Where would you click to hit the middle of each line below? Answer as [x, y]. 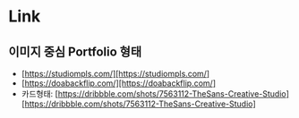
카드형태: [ [40, 94]
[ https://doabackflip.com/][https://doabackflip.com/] [119, 83]
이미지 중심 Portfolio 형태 [75, 51]
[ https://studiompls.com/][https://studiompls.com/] [115, 74]
